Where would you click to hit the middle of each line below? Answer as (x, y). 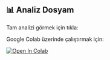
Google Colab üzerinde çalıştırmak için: (55, 39)
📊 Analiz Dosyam (40, 10)
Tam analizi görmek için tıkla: (42, 27)
